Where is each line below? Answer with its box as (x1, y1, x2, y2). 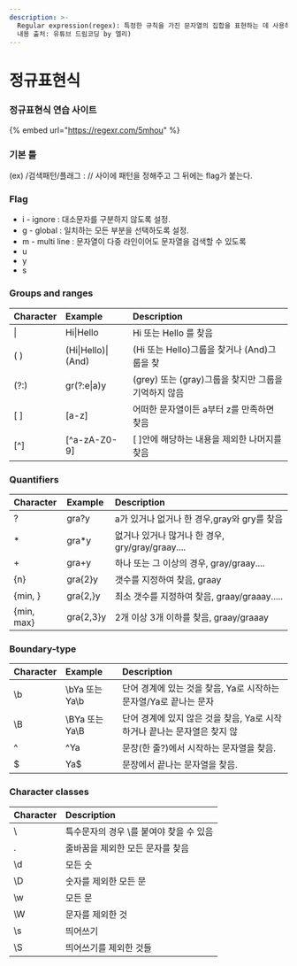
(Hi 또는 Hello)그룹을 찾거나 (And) (132, 343, 268, 355)
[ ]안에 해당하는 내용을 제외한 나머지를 (132, 433, 282, 445)
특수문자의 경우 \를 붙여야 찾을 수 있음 (65, 825, 214, 838)
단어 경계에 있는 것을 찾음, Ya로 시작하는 (122, 683, 280, 695)
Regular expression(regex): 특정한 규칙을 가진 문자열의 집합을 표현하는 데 (17, 21, 270, 30)
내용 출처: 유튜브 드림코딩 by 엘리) (17, 29, 132, 38)
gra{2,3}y (65, 611, 107, 623)
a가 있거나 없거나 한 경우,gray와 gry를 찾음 (114, 513, 284, 525)
